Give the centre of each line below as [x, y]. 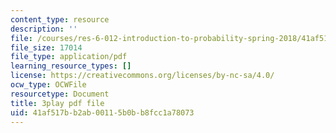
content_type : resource [60, 19]
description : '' [44, 29]
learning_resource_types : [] [71, 66]
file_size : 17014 [46, 47]
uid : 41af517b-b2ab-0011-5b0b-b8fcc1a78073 [102, 112]
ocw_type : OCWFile [48, 85]
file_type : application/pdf [69, 57]
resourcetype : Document [60, 94]
